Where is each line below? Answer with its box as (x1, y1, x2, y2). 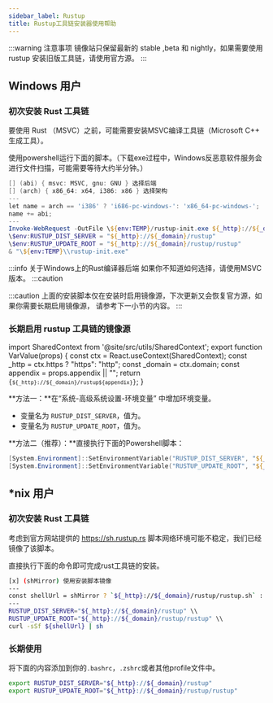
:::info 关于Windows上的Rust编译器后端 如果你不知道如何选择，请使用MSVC (8, 263, 262, 273)
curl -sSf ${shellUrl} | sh (8, 622, 104, 631)
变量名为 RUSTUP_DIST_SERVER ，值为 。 (19, 411, 145, 421)
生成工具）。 (8, 136, 48, 146)
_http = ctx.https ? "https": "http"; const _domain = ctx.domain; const (8, 360, 240, 369)
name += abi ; (8, 209, 53, 218)
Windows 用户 (8, 79, 81, 93)
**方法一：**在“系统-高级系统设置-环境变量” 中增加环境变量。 (8, 394, 216, 404)
